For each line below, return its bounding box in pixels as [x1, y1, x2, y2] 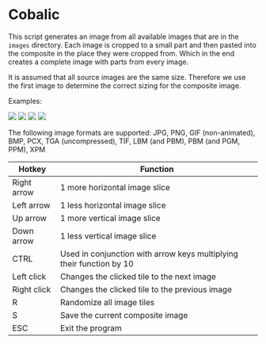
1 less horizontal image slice [59, 200, 166, 211]
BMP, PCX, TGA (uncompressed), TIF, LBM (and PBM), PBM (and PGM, [8, 136, 241, 146]
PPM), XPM [8, 144, 46, 154]
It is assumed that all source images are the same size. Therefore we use [8, 72, 246, 82]
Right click [12, 284, 51, 295]
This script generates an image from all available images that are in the [8, 32, 239, 41]
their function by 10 [59, 258, 135, 269]
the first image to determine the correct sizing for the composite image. [8, 81, 241, 90]
